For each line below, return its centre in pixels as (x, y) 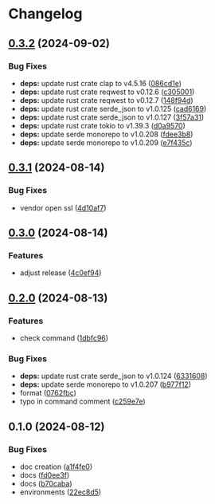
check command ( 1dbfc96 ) (64, 338)
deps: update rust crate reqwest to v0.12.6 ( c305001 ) (107, 92)
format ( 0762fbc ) (48, 393)
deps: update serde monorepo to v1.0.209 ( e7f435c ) (106, 142)
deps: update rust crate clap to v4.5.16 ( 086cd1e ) (100, 83)
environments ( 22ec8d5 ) (61, 492)
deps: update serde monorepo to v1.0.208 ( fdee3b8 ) (106, 134)
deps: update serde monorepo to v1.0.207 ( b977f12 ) (105, 384)
